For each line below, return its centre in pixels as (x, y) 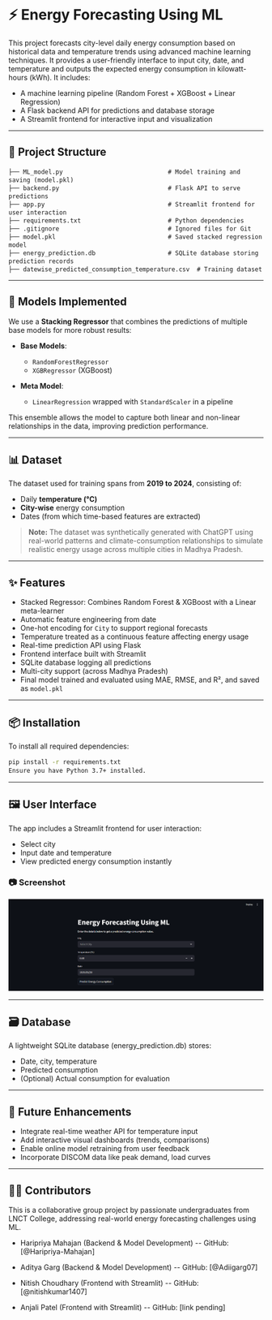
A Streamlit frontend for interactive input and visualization (116, 119)
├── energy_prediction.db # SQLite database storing (134, 253)
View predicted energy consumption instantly (96, 861)
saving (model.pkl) (41, 180)
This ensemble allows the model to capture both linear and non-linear (124, 417)
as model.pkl (41, 688)
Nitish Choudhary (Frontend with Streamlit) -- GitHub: (110, 1283)
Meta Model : (42, 386)
